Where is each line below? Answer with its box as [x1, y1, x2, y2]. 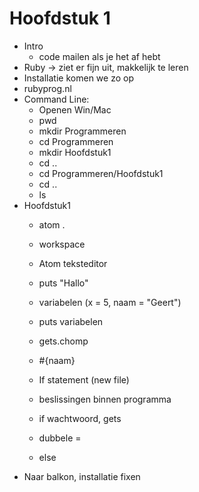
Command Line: [23, 93, 90, 105]
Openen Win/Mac [38, 103, 112, 116]
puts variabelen [38, 315, 104, 327]
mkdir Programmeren [38, 125, 127, 137]
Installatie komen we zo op [23, 72, 134, 84]
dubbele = [38, 432, 82, 444]
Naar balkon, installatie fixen [23, 470, 141, 482]
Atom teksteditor [38, 257, 108, 269]
